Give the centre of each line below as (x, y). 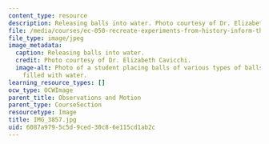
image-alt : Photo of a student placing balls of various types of (128, 68)
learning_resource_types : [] (57, 82)
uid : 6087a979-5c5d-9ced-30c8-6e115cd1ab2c (82, 127)
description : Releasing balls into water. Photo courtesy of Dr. (119, 23)
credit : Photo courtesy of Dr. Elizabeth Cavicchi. (104, 61)
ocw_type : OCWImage (41, 90)
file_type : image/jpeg (46, 38)
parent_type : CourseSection (55, 105)
